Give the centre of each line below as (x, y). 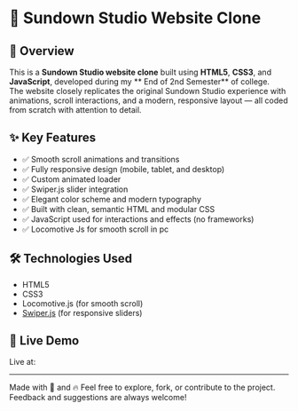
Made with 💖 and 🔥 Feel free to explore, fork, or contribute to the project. (142, 387)
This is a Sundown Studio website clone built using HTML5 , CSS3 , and (141, 72)
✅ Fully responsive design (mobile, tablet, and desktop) (123, 169)
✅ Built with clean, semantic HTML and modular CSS (118, 209)
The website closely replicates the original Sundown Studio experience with (148, 91)
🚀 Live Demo (44, 341)
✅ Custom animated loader (71, 179)
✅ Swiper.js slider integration (75, 189)
